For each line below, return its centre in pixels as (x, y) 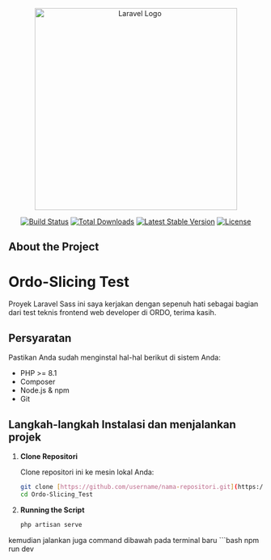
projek (25, 437)
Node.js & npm (45, 390)
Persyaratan (40, 338)
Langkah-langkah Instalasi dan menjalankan (122, 424)
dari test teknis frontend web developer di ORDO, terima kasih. (112, 313)
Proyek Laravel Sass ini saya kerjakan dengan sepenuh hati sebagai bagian (133, 304)
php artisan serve (51, 524)
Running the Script (52, 510)
